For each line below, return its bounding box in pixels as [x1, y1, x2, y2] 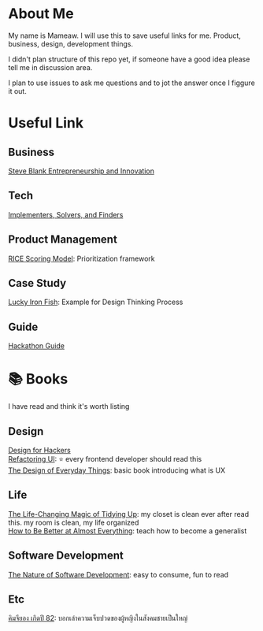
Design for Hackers [8, 445, 71, 455]
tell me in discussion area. [8, 62, 93, 72]
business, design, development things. [8, 39, 134, 48]
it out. [8, 86, 28, 95]
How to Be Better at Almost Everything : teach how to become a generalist [8, 525, 247, 536]
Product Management [8, 233, 118, 247]
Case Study [8, 277, 67, 290]
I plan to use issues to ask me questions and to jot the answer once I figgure [8, 78, 256, 87]
